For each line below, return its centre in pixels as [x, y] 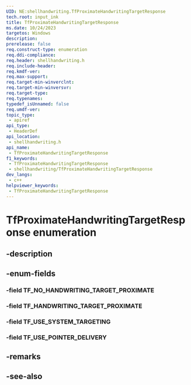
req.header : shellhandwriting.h [45, 60]
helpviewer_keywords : [32, 185]
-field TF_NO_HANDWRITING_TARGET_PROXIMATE [80, 290]
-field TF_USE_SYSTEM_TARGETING [58, 322]
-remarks [23, 357]
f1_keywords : [22, 159]
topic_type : [20, 115]
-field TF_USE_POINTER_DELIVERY [56, 338]
